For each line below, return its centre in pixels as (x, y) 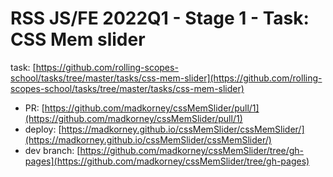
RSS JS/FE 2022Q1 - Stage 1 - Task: (160, 18)
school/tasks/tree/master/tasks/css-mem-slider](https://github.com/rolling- (166, 78)
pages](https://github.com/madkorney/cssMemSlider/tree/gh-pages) (167, 161)
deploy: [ (43, 129)
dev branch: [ (52, 150)
